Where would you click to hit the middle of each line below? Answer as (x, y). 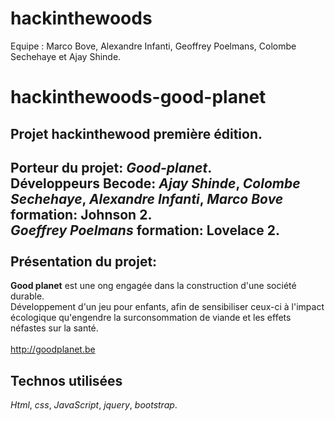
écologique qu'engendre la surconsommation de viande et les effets (151, 318)
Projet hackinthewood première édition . (136, 133)
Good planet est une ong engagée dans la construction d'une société (153, 286)
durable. (27, 296)
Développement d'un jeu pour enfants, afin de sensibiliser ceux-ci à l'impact (167, 307)
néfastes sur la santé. (54, 328)
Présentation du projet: (84, 261)
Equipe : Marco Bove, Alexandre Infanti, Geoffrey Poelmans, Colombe (153, 46)
